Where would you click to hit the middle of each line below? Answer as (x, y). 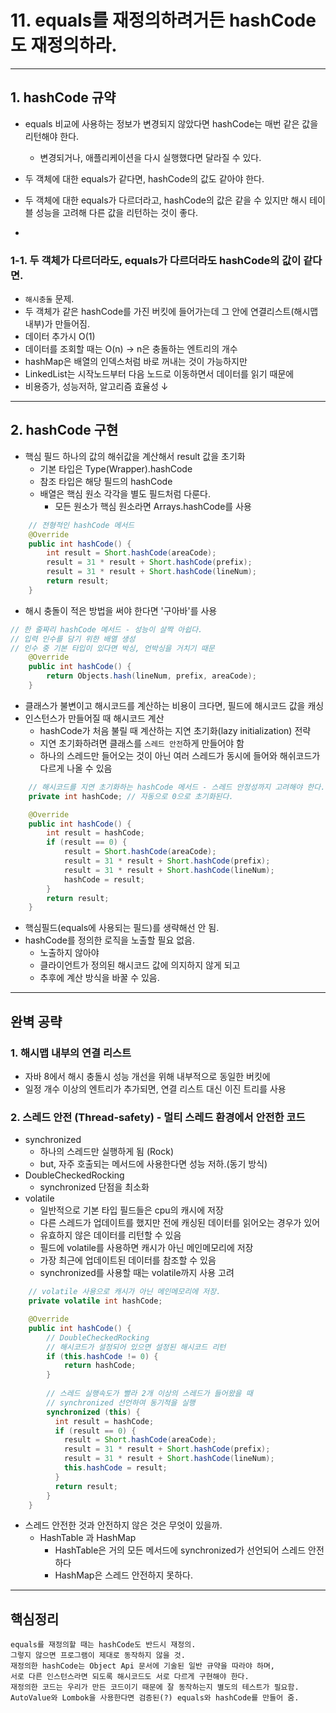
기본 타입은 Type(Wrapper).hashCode (116, 468)
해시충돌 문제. (49, 299)
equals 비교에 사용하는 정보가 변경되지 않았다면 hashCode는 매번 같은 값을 (171, 123)
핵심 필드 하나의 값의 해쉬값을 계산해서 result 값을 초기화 (135, 456)
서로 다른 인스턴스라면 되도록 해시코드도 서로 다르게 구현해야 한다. (130, 1677)
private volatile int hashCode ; (95, 1301)
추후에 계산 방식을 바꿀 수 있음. (99, 978)
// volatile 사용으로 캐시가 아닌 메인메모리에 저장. (125, 1292)
